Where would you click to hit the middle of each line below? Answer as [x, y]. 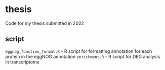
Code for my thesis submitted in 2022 [45, 23]
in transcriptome [22, 62]
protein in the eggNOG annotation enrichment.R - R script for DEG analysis [83, 56]
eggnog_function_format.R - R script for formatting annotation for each [79, 51]
